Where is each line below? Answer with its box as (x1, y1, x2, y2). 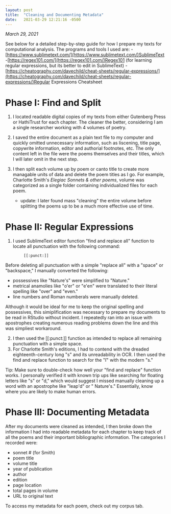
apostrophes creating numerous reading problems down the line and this (5, 320, 158, 326)
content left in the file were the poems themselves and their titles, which (12, 151, 164, 157)
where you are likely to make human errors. (5, 389, 96, 395)
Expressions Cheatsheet (51, 79, 103, 85)
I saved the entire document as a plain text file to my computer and (12, 134, 154, 141)
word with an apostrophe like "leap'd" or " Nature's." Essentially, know (5, 383, 153, 389)
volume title (12, 460, 37, 466)
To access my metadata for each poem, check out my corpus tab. (5, 503, 144, 509)
